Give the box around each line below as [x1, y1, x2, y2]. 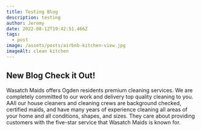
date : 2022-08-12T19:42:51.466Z [6, 25, 88, 32]
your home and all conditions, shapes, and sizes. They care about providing [6, 112, 196, 120]
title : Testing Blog [6, 8, 59, 15]
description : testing [6, 14, 61, 21]
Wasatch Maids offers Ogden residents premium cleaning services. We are [6, 86, 193, 94]
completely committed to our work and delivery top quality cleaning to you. [6, 93, 194, 100]
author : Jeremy [6, 20, 45, 26]
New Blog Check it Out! [6, 71, 96, 81]
